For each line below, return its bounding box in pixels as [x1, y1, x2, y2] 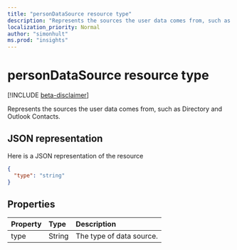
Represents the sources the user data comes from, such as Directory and [7, 104, 223, 114]
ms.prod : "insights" [7, 37, 69, 44]
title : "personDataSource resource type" [7, 10, 132, 18]
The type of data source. [75, 232, 159, 241]
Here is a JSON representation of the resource [7, 151, 144, 160]
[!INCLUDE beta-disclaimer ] [7, 91, 89, 99]
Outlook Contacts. [7, 112, 60, 121]
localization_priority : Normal [7, 23, 100, 31]
